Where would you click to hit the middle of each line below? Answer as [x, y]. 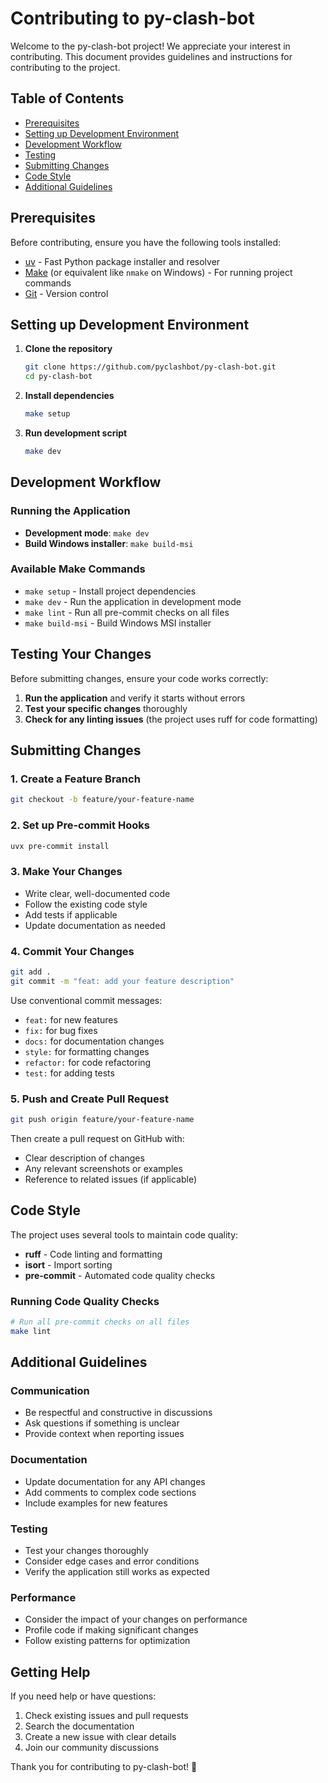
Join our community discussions [92, 1748]
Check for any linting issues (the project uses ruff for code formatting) [171, 719]
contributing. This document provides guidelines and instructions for [151, 56]
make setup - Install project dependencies [110, 591]
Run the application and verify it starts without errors [135, 698]
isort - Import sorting [68, 1264]
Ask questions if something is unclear [102, 1423]
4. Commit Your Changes [72, 951]
